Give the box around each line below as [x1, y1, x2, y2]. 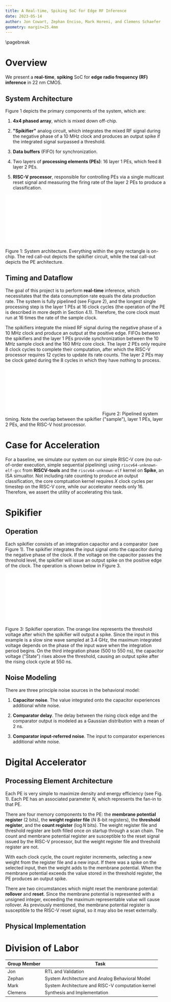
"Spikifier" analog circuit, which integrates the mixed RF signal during [12, 128, 161, 134]
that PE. [5, 801, 22, 807]
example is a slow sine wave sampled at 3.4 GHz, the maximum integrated [5, 636, 162, 643]
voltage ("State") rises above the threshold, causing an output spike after [5, 653, 159, 659]
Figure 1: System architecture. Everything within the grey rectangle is [5, 248, 150, 254]
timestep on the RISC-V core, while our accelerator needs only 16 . [5, 483, 144, 489]
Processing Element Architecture [5, 777, 113, 785]
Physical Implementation [5, 922, 86, 930]
